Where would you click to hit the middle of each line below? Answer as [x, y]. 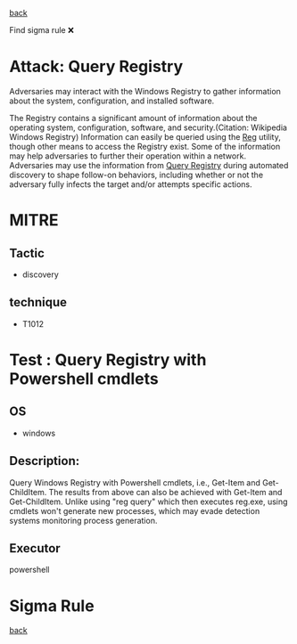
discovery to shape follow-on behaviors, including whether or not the [136, 175]
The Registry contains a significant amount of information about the [133, 118]
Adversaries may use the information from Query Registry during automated [149, 165]
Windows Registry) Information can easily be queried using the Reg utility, [145, 136]
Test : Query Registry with [108, 359]
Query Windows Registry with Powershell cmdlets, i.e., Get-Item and [135, 482]
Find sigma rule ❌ [41, 30]
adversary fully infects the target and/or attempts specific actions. [131, 184]
